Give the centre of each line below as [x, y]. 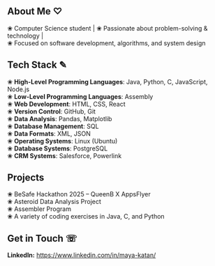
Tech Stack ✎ [37, 65]
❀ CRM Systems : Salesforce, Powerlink [65, 155]
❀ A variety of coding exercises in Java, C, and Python [86, 217]
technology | [25, 36]
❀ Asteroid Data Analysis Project [54, 202]
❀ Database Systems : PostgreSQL [58, 148]
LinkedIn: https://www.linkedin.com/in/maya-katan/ [82, 255]
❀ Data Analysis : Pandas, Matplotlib [60, 118]
